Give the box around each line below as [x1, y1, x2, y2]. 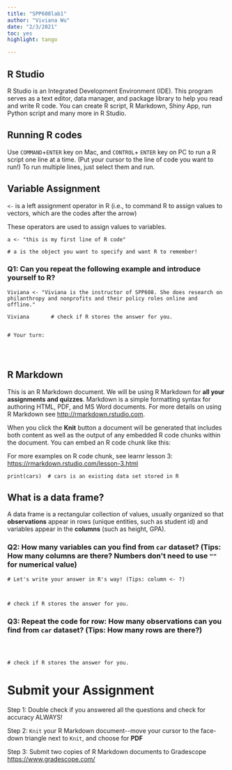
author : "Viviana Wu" [7, 17, 70, 24]
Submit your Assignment [7, 683, 155, 699]
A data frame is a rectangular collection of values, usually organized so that [7, 510, 224, 518]
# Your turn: [7, 331, 45, 339]
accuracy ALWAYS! [7, 713, 63, 722]
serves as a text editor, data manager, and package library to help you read [7, 94, 223, 102]
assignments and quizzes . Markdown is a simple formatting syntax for [7, 395, 211, 403]
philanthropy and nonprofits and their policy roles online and [7, 295, 198, 302]
